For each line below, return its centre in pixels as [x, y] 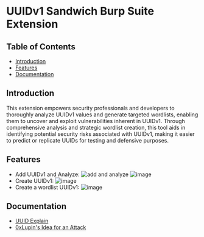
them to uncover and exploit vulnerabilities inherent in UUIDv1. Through [96, 121]
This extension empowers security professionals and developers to [90, 108]
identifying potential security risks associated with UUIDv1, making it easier [100, 134]
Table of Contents [41, 47]
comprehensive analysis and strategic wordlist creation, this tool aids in [96, 127]
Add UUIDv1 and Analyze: [47, 174]
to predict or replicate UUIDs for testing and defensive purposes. [88, 140]
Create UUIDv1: [34, 180]
